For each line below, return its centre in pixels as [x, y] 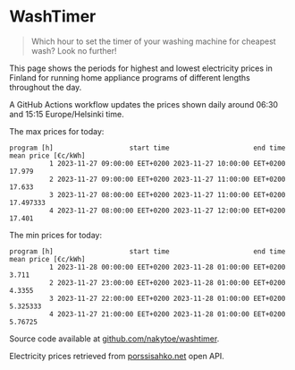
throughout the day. [46, 87]
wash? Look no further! [74, 50]
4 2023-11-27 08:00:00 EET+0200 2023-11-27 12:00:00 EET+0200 [167, 211]
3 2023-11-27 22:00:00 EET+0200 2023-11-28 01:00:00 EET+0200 [167, 298]
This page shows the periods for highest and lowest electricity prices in [141, 68]
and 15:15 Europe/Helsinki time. [67, 114]
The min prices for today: [56, 235]
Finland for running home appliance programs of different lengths [130, 77]
